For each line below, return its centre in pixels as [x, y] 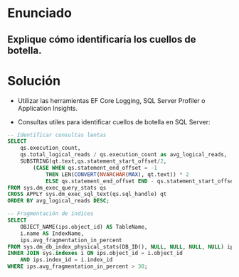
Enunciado [40, 13]
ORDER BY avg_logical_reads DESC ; [59, 201]
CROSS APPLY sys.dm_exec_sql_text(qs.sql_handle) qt [87, 194]
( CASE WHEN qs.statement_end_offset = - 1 [95, 168]
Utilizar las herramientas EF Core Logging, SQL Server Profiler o [111, 100]
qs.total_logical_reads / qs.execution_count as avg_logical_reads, [124, 155]
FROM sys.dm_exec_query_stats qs [57, 188]
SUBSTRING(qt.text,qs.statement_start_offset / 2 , [94, 161]
